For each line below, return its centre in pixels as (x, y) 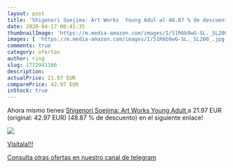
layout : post (26, 13)
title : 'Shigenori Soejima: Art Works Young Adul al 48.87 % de (103, 20)
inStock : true (28, 91)
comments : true (29, 46)
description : (26, 71)
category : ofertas (34, 53)
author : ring (26, 59)
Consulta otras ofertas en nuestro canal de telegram (82, 158)
